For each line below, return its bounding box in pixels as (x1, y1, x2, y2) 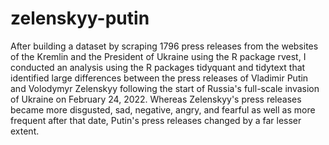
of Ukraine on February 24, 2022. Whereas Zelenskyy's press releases (10, 93, 302, 105)
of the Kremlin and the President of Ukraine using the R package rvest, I (10, 50, 307, 62)
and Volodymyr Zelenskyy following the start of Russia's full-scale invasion (10, 82, 320, 94)
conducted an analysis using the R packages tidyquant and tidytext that (10, 61, 306, 73)
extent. (10, 125, 40, 137)
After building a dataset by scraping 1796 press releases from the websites (10, 40, 319, 52)
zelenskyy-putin (10, 7, 150, 30)
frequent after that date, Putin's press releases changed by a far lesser (10, 114, 302, 126)
